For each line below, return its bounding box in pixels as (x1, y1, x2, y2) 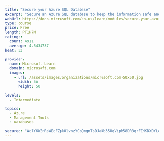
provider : (5, 57, 25, 61)
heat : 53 (5, 48, 23, 53)
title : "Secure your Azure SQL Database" (5, 7, 91, 12)
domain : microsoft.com (9, 66, 56, 71)
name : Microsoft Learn (9, 61, 56, 66)
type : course (5, 20, 32, 26)
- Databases (9, 120, 34, 125)
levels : (5, 93, 21, 98)
